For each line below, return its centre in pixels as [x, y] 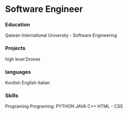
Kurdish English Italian [28, 83]
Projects [15, 48]
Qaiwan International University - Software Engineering [61, 35]
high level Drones [23, 59]
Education [18, 25]
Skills [12, 95]
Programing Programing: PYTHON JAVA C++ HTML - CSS [64, 106]
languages [18, 72]
